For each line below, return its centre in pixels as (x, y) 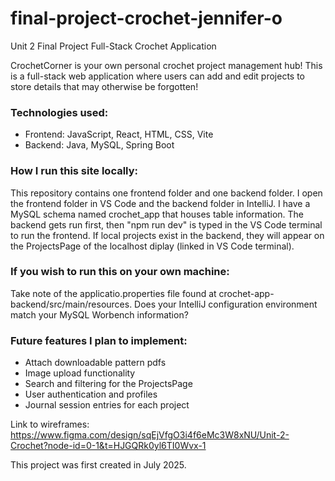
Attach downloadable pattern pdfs (95, 363)
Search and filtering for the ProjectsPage (108, 384)
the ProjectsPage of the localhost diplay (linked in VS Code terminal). (152, 246)
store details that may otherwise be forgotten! (104, 86)
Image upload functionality (80, 373)
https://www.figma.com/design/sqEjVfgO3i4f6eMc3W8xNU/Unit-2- (150, 435)
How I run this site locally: (74, 171)
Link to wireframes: (50, 424)
